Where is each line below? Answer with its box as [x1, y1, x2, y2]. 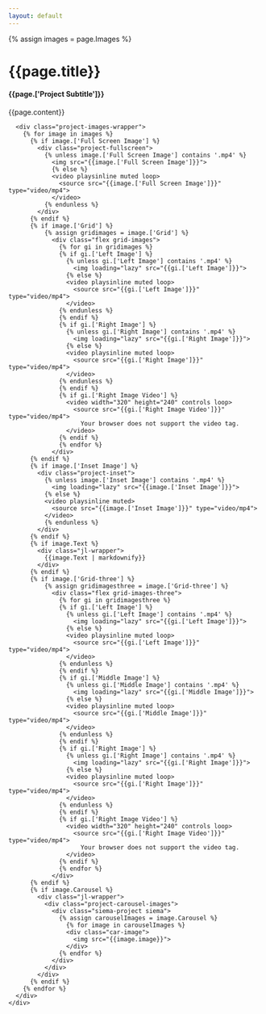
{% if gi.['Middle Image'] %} [59, 674, 160, 682]
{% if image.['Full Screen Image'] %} [29, 137, 160, 145]
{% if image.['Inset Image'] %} [29, 462, 139, 471]
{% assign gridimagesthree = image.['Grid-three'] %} [44, 582, 229, 590]
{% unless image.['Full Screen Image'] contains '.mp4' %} [44, 151, 247, 160]
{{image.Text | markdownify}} [44, 554, 147, 562]
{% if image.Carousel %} [29, 886, 114, 895]
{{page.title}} [8, 62, 101, 81]
